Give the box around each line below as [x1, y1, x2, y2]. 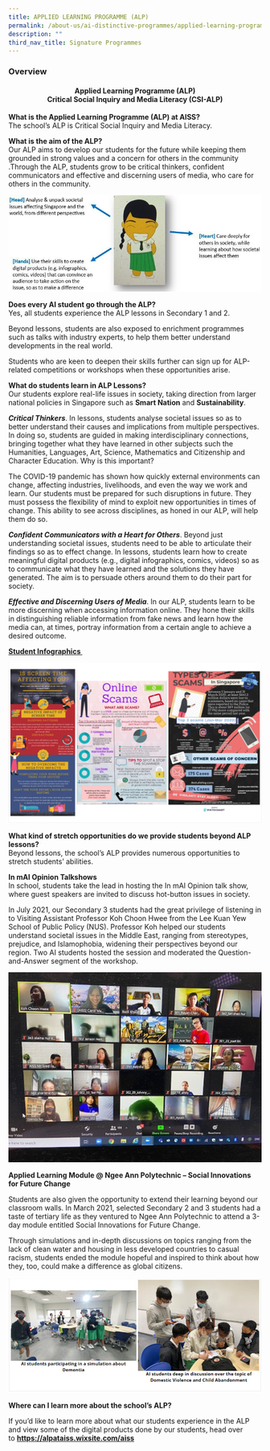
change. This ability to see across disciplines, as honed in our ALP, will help [8, 506, 259, 516]
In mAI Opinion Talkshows [8, 873, 98, 882]
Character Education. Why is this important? [8, 456, 154, 466]
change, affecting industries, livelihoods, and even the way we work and [8, 480, 247, 490]
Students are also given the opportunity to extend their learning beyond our [8, 1194, 259, 1204]
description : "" [8, 30, 63, 38]
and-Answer [8, 956, 50, 966]
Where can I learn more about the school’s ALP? [8, 1400, 172, 1411]
